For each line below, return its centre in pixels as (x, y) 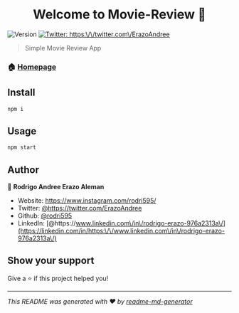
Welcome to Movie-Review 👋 (119, 15)
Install (21, 93)
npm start (22, 148)
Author (23, 170)
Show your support (51, 261)
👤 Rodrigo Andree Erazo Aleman (56, 187)
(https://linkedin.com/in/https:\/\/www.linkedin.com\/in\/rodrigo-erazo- (121, 231)
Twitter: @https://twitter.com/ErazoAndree (80, 208)
